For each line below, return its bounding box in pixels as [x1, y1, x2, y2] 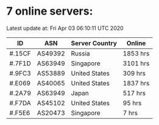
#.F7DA [9, 99, 32, 107]
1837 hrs [122, 79, 150, 87]
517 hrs [122, 88, 146, 97]
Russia [71, 49, 90, 57]
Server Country [71, 38, 118, 47]
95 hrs [122, 99, 142, 107]
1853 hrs [122, 49, 150, 57]
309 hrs [122, 69, 146, 77]
